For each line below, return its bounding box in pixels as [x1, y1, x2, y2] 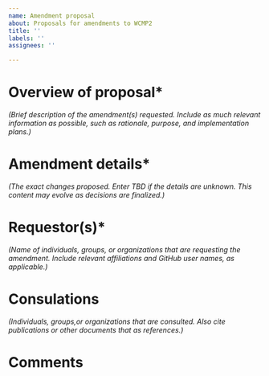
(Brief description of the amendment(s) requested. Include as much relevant [8, 110, 261, 120]
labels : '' [8, 34, 45, 43]
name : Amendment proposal [8, 11, 95, 20]
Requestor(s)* [8, 219, 106, 237]
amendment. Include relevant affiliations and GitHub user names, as [8, 253, 235, 263]
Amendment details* [8, 155, 151, 174]
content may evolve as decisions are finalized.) [8, 190, 165, 199]
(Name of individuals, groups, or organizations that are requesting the [8, 244, 241, 254]
